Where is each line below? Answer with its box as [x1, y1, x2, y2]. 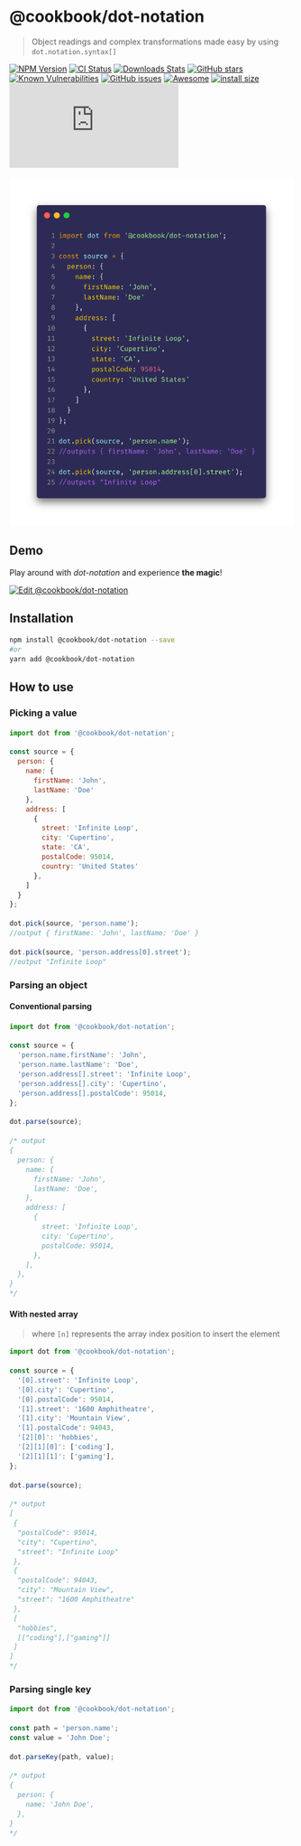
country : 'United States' [41, 861, 140, 871]
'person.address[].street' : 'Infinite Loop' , [17, 1070, 192, 1079]
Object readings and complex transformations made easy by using [31, 36, 279, 47]
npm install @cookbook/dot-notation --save [9, 635, 176, 645]
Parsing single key [9, 1682, 92, 1695]
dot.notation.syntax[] [31, 47, 117, 56]
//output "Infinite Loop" [9, 957, 106, 966]
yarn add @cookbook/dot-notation [9, 655, 135, 664]
